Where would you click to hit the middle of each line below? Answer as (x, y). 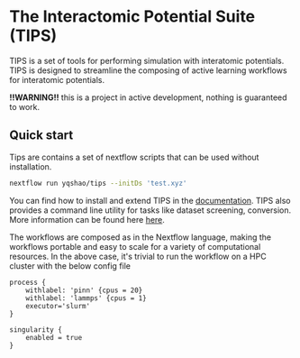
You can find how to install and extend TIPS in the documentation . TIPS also (150, 200)
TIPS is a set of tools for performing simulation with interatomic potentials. (147, 60)
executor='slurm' (58, 306)
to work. (25, 106)
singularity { (36, 330)
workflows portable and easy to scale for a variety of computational (135, 246)
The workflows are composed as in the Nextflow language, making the (141, 237)
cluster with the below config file (70, 266)
